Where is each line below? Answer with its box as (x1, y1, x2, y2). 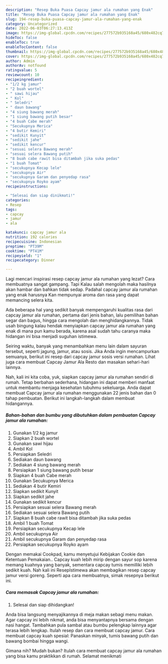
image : (5, 30, 19, 35)
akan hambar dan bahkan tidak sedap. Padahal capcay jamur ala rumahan (5, 286, 158, 292)
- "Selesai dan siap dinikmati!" (5, 193, 75, 198)
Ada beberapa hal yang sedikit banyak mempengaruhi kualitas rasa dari (5, 307, 153, 313)
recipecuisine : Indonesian (5, 239, 62, 244)
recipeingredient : (5, 77, 44, 82)
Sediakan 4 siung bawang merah (12, 462, 81, 468)
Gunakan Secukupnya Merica (12, 478, 74, 484)
